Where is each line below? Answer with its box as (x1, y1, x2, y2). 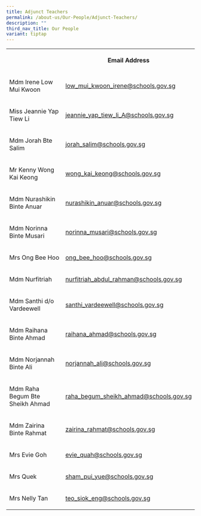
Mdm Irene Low (9, 78, 53, 86)
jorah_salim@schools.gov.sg (65, 140, 145, 149)
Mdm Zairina (9, 421, 45, 430)
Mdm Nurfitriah (9, 275, 52, 284)
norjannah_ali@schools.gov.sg (65, 359, 151, 368)
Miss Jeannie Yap (9, 107, 59, 116)
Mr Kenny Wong (9, 166, 54, 174)
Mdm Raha (9, 385, 40, 393)
